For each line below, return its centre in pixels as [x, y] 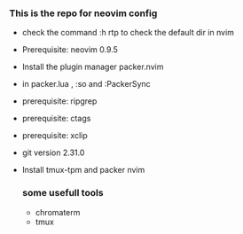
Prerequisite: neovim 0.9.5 [70, 50]
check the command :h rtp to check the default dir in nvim [128, 33]
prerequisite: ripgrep [59, 101]
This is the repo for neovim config [83, 13]
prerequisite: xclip [55, 136]
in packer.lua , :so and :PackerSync [86, 84]
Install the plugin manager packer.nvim [93, 67]
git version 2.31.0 [53, 152]
